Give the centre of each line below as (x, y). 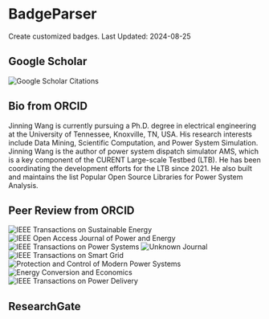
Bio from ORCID (48, 106)
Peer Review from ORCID (71, 210)
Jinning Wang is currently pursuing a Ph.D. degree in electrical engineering (132, 125)
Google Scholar (48, 61)
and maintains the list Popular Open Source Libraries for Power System (126, 177)
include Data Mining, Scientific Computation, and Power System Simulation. (133, 142)
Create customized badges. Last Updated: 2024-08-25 (100, 36)
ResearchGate (45, 306)
